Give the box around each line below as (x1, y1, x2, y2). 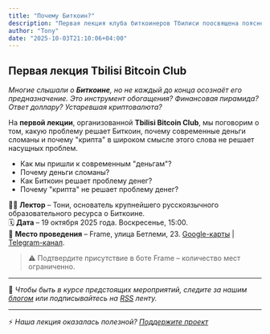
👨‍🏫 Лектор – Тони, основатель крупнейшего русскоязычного (8, 200, 219, 210)
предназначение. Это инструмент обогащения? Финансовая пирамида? (8, 94, 260, 104)
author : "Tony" (8, 26, 59, 35)
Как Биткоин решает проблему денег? (19, 176, 153, 185)
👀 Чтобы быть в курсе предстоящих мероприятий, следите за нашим (8, 285, 247, 295)
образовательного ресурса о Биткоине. (8, 209, 145, 218)
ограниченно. (27, 262, 76, 271)
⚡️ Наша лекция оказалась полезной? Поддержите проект (8, 317, 209, 327)
